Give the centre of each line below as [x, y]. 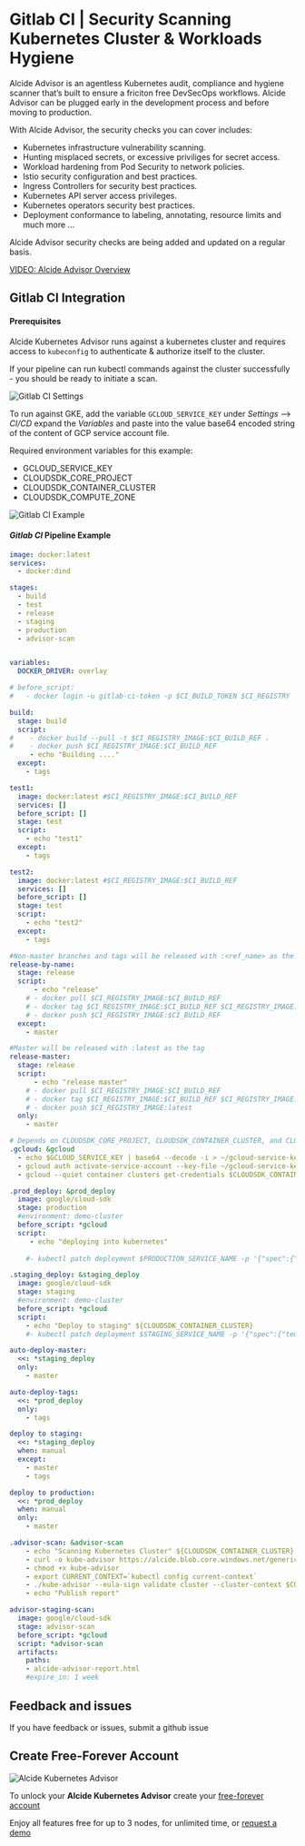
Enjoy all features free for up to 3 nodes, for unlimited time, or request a [143, 1822]
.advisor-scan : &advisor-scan [67, 1543]
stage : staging [46, 1292]
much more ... [49, 224]
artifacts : [38, 1652]
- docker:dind [44, 571]
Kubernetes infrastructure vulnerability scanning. [114, 147]
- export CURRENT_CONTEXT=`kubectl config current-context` [142, 1576]
